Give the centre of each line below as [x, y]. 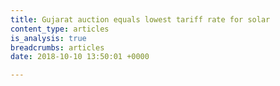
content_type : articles [60, 29]
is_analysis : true [48, 38]
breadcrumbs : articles [57, 47]
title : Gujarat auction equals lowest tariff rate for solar [140, 19]
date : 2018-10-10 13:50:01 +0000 [80, 57]
